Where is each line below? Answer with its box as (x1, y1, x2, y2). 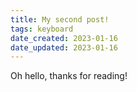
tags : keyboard (10, 24, 74, 34)
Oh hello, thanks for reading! (10, 70, 128, 82)
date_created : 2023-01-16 (10, 33, 118, 43)
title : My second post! (10, 14, 110, 25)
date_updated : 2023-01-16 (10, 42, 118, 53)
